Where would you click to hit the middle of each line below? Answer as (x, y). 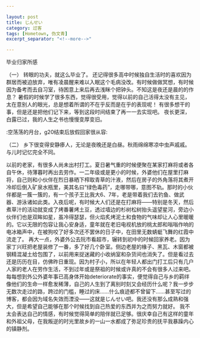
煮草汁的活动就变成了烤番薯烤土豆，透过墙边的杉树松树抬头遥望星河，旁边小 (100, 210)
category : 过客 (24, 28)
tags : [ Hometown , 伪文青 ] (37, 33)
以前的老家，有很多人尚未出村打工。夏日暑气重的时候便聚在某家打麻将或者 (97, 165)
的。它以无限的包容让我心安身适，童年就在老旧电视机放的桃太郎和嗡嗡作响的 (100, 225)
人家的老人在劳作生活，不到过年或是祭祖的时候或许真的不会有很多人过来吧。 (100, 269)
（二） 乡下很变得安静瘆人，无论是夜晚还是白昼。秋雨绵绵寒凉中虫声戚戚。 (98, 145)
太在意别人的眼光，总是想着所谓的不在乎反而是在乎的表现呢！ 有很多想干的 (98, 104)
